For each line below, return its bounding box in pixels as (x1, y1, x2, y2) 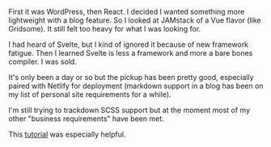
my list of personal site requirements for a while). (8, 90, 171, 99)
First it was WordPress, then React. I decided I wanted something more (8, 7, 245, 16)
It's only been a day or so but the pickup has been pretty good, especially (8, 73, 254, 82)
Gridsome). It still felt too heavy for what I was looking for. (8, 24, 201, 33)
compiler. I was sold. (8, 57, 77, 66)
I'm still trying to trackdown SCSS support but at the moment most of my (8, 105, 251, 115)
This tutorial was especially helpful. (8, 129, 126, 139)
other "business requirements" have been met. (8, 114, 164, 124)
